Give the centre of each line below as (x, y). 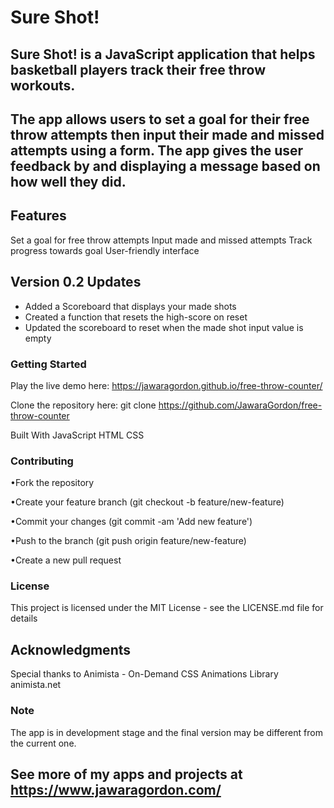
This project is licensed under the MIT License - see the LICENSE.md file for (167, 608)
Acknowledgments (71, 649)
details (24, 618)
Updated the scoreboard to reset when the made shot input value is (164, 327)
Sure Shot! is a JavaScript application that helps (163, 54)
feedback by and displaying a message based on (165, 166)
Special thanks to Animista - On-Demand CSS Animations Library (144, 674)
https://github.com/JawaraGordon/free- (240, 405)
